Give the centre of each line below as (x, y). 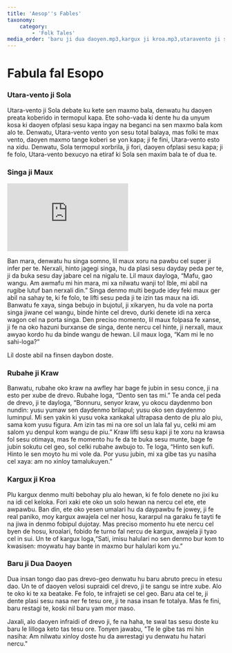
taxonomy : (21, 20)
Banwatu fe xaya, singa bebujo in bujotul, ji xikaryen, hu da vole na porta (110, 305)
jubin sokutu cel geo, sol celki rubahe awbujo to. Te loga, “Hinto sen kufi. (111, 447)
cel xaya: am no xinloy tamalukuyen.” (60, 462)
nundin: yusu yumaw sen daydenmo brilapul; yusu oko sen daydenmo (106, 410)
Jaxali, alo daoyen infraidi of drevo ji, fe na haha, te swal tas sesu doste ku (113, 621)
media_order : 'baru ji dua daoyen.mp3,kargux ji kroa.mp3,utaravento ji (114, 39)
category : (34, 26)
